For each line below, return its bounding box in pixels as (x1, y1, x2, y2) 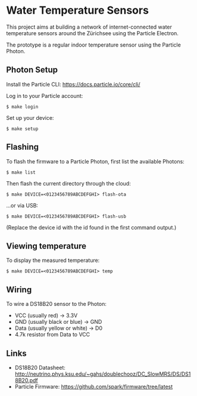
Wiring (6, 284, 32, 295)
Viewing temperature (6, 241, 87, 251)
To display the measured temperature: (6, 257, 100, 264)
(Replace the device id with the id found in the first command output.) (6, 224, 177, 231)
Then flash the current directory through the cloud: (6, 180, 131, 187)
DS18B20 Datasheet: (14, 364, 65, 371)
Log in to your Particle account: (6, 92, 83, 99)
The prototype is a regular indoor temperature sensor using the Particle (6, 41, 182, 48)
